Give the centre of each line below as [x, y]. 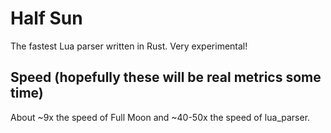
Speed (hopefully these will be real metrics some [166, 77]
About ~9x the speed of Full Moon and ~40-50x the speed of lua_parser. [160, 117]
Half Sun [46, 18]
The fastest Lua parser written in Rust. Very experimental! [129, 46]
